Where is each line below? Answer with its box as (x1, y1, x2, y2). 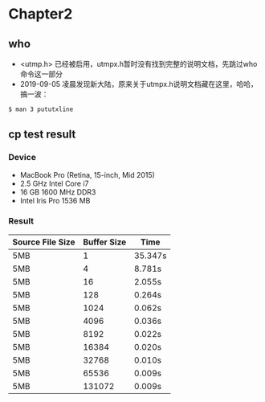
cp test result (8, 128, 76, 142)
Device (8, 152, 36, 163)
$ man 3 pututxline (8, 105, 74, 113)
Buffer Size (83, 236, 127, 248)
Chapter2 (8, 5, 73, 23)
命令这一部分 (19, 69, 63, 79)
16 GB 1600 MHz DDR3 (19, 187, 96, 197)
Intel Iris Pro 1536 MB (19, 195, 91, 205)
